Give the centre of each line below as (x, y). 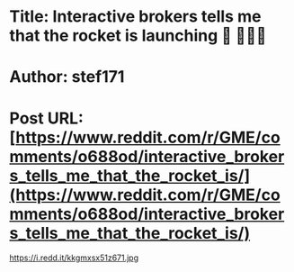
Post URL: (46, 118)
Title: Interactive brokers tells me (135, 17)
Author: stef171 (67, 77)
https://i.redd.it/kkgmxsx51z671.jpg (74, 258)
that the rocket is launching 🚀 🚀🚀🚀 (138, 36)
